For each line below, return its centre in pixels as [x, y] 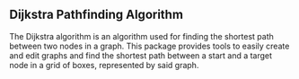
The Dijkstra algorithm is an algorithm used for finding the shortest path [141, 36]
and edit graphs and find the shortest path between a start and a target [141, 55]
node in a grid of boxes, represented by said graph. [104, 65]
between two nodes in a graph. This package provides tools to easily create [149, 46]
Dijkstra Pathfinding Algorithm [97, 15]
